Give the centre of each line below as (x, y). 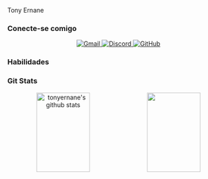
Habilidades (28, 62)
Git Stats (22, 81)
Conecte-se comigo (42, 28)
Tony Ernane (26, 10)
